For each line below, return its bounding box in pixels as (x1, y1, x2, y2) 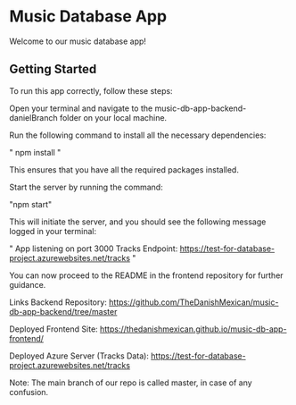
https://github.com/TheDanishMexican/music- (108, 297, 279, 308)
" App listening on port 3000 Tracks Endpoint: (9, 243, 178, 254)
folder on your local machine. (59, 112, 168, 122)
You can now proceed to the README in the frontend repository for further (9, 270, 284, 281)
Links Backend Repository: (9, 297, 107, 308)
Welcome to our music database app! (9, 36, 147, 46)
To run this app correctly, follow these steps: (9, 85, 173, 96)
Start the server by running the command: (9, 181, 163, 192)
